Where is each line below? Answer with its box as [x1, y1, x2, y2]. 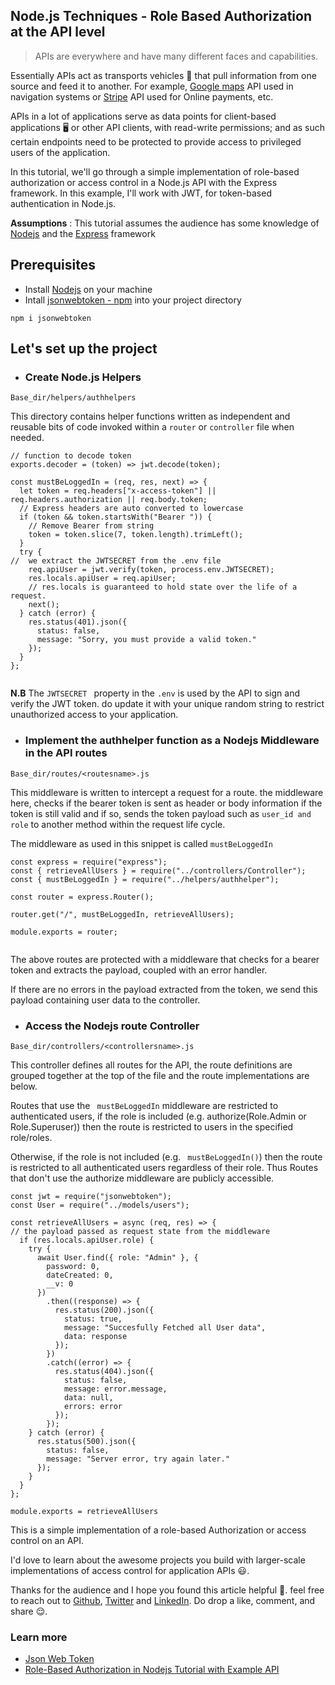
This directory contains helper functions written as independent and [10, 410, 291, 423]
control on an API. [10, 1534, 85, 1546]
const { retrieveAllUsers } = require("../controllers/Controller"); [10, 865, 307, 876]
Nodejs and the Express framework [10, 227, 156, 239]
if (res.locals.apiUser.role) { [19, 1235, 155, 1245]
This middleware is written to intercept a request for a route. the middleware [10, 786, 324, 798]
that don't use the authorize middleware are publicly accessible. [10, 1172, 275, 1184]
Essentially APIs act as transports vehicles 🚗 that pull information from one [10, 69, 317, 81]
